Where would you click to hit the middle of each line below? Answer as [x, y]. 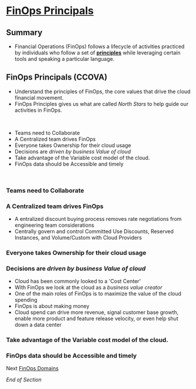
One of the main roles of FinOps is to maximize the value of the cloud [98, 294]
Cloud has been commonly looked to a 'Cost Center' [78, 281]
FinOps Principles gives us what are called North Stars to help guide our [102, 104]
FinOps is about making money [52, 306]
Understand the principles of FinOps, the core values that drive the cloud [102, 91]
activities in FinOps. [38, 110]
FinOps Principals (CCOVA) [57, 77]
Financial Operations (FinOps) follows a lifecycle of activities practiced [99, 46]
